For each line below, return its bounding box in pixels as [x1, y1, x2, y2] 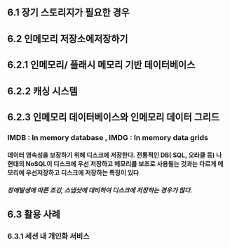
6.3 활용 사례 [7, 208, 61, 220]
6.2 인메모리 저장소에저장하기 [7, 32, 128, 44]
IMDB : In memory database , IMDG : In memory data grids [7, 132, 208, 142]
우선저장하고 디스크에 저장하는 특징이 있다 [25, 168, 139, 177]
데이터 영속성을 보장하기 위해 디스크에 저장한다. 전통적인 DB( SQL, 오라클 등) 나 [7, 151, 222, 160]
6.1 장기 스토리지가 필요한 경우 [7, 6, 130, 19]
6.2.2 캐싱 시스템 [7, 85, 79, 97]
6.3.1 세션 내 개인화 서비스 [7, 232, 90, 241]
